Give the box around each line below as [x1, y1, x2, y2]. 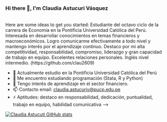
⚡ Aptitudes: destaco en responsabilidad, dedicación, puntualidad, [12, 94, 153, 100]
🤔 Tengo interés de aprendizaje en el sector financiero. [12, 80, 129, 87]
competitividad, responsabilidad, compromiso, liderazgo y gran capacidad [5, 49, 162, 55]
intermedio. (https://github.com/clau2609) [5, 60, 95, 66]
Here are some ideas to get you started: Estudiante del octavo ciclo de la [5, 22, 159, 28]
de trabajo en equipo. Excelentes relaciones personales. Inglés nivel [5, 54, 149, 60]
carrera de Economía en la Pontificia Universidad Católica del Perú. [5, 27, 147, 33]
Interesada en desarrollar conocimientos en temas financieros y [5, 33, 140, 39]
